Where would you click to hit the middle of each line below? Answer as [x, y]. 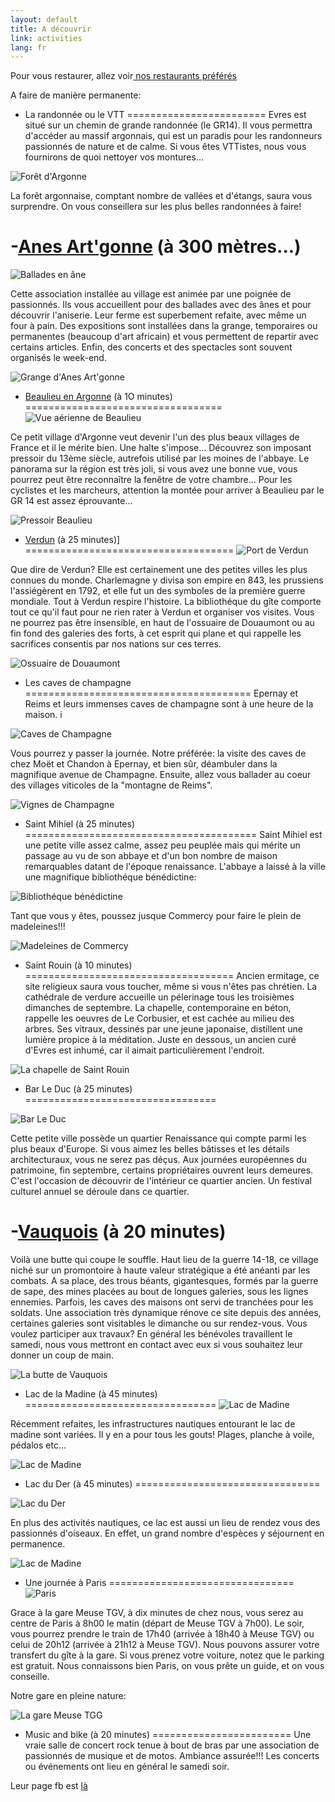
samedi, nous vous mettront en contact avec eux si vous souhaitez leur [156, 1345]
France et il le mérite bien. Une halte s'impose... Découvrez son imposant [161, 448]
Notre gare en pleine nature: [68, 1696]
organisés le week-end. [58, 358]
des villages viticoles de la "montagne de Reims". [111, 785]
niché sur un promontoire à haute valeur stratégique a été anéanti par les [160, 1270]
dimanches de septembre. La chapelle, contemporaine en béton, [158, 1008]
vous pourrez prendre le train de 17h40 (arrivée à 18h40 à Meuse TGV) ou [162, 1634]
